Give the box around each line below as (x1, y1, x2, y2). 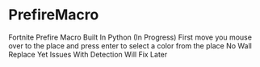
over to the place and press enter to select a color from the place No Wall (8, 40, 253, 50)
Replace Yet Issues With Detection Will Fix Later (8, 49, 168, 59)
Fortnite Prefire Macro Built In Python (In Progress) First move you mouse (8, 32, 253, 42)
